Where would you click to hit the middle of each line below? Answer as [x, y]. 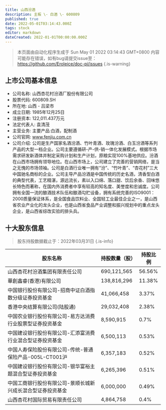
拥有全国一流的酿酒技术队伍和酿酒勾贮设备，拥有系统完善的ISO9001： [84, 192]
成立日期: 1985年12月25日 [39, 112]
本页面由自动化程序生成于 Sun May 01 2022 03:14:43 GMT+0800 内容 [88, 52]
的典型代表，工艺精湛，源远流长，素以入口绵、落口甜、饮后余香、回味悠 [86, 180]
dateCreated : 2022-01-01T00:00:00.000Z [46, 38]
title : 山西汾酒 [20, 10]
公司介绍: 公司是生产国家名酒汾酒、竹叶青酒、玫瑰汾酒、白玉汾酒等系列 [85, 143]
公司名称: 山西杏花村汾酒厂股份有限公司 [52, 93]
